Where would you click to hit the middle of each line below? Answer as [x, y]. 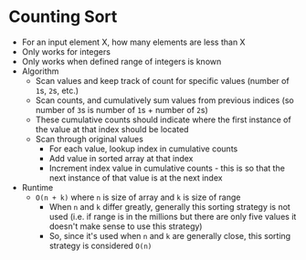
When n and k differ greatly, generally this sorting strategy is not [170, 206]
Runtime [37, 187]
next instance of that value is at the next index [136, 177]
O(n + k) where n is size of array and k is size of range [138, 197]
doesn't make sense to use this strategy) [126, 226]
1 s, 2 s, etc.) [57, 90]
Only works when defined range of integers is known [121, 61]
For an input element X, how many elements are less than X [133, 42]
